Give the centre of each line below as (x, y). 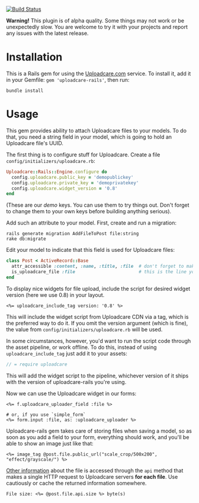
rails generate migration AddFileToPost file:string (73, 234)
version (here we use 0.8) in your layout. (55, 295)
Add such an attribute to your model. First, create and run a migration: (91, 223)
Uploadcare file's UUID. (35, 143)
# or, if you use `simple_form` (46, 415)
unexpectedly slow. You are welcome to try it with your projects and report (97, 27)
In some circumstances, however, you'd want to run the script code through (99, 341)
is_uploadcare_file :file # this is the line (99, 272)
